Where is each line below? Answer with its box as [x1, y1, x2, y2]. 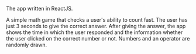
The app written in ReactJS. [6, 5, 73, 12]
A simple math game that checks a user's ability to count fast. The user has [6, 16, 188, 23]
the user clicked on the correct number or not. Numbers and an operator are [6, 35, 190, 42]
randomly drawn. [6, 41, 47, 48]
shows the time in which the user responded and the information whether [6, 29, 183, 36]
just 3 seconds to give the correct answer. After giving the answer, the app [6, 23, 186, 29]
